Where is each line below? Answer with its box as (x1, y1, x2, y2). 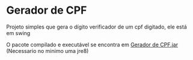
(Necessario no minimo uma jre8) (6, 47, 89, 54)
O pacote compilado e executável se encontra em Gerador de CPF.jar (6, 41, 179, 48)
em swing (6, 29, 31, 36)
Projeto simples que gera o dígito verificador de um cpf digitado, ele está (6, 23, 188, 30)
